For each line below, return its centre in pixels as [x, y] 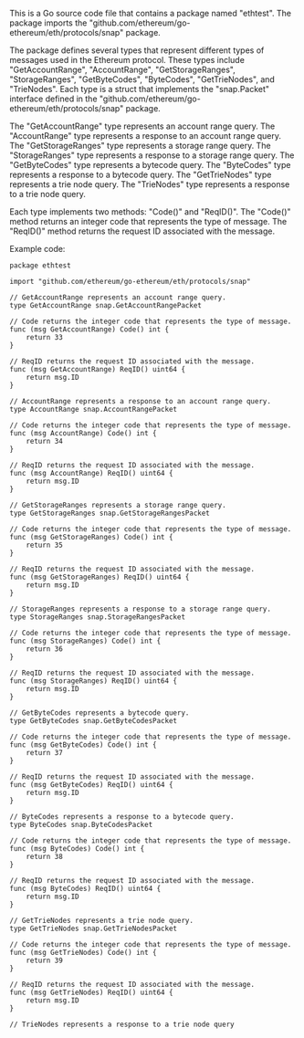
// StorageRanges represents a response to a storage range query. [141, 609]
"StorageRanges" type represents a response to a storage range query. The [152, 155]
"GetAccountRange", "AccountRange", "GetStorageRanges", [122, 69]
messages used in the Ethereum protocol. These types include [127, 60]
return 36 [45, 649]
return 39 [45, 960]
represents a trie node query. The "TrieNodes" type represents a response [150, 184]
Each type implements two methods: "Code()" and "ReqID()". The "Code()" [150, 212]
